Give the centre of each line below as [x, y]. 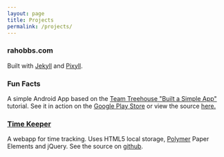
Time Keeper [29, 124]
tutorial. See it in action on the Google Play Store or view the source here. [112, 106]
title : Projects [30, 20]
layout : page [26, 13]
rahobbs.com [30, 50]
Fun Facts [24, 84]
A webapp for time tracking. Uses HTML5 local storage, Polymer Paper [108, 139]
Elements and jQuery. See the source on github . [75, 147]
